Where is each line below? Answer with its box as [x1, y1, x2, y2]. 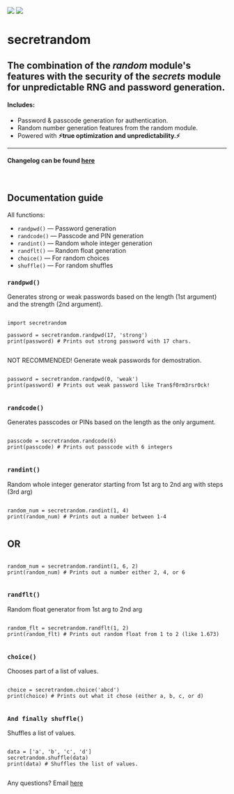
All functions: [7, 210, 45, 219]
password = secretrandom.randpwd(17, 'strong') [7, 332, 148, 339]
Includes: [7, 101, 36, 109]
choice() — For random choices [17, 254, 110, 262]
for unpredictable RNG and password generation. [7, 81, 225, 93]
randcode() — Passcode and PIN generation [17, 231, 144, 240]
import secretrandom [7, 320, 68, 327]
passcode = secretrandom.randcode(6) [7, 437, 117, 445]
